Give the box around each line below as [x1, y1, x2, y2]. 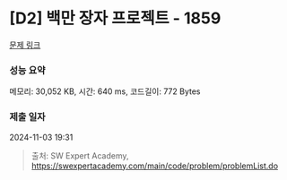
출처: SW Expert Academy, [30, 150, 129, 161]
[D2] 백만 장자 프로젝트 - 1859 [9, 8, 222, 29]
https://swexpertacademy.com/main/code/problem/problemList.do [30, 160, 279, 171]
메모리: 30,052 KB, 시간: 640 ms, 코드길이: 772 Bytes [9, 86, 201, 97]
